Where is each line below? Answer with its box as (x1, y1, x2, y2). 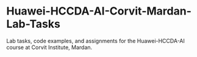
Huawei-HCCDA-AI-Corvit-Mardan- (6, 4, 192, 18)
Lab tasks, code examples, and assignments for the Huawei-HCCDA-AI (6, 37, 185, 44)
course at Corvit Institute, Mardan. (6, 44, 93, 51)
